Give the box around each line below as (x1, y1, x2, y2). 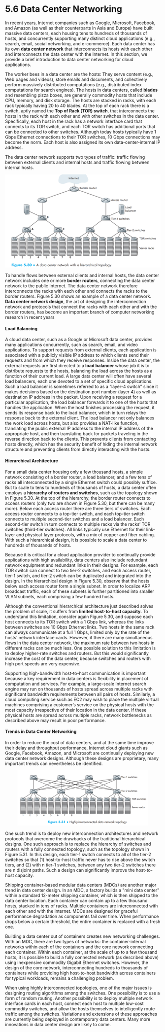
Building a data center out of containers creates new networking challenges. (5, 933, 160, 939)
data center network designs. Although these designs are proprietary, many (5, 755, 159, 761)
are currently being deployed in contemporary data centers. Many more (5, 1016, 151, 1022)
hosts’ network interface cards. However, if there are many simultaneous (5, 634, 153, 640)
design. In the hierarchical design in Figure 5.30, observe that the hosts (5, 578, 150, 584)
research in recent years (5, 314, 55, 320)
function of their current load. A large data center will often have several (5, 373, 151, 379)
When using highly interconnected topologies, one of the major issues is (5, 985, 152, 991)
